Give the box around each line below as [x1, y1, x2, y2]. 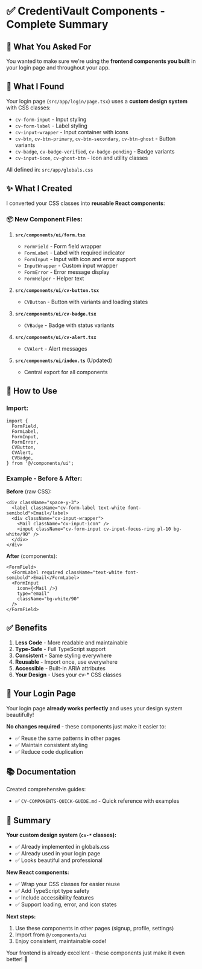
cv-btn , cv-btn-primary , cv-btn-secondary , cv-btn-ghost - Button [14, 135, 176, 142]
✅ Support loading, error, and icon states [14, 901, 117, 908]
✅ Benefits [6, 623, 48, 633]
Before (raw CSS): [6, 488, 52, 495]
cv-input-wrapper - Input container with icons [14, 128, 128, 135]
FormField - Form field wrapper [24, 242, 101, 250]
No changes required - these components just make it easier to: [6, 722, 166, 730]
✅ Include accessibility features [14, 894, 94, 901]
